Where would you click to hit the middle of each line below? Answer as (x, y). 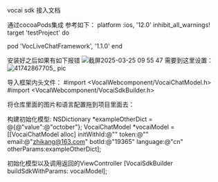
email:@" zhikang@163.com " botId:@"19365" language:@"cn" (95, 142)
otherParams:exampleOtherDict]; (54, 149)
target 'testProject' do (38, 33)
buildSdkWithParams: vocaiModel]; (57, 171)
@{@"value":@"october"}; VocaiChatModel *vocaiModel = (91, 127)
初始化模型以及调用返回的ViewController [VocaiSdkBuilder (90, 163)
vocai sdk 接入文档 (34, 10)
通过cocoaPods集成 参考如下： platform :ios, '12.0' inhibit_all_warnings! (109, 25)
